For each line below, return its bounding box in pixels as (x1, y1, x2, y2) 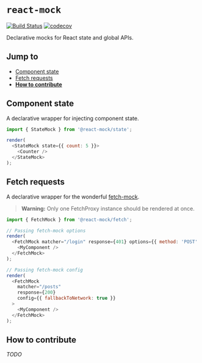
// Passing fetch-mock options (6, 227, 86, 234)
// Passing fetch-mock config (6, 267, 84, 273)
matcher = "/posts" (17, 284, 62, 290)
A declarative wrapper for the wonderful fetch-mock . (6, 193, 140, 200)
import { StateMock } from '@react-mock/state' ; (6, 126, 132, 132)
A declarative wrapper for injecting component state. (6, 115, 139, 122)
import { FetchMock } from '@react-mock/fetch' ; (6, 216, 132, 223)
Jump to (6, 52, 38, 62)
